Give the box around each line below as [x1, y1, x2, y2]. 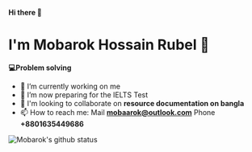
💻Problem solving [8, 63, 72, 72]
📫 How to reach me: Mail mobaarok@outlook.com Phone [19, 107, 216, 117]
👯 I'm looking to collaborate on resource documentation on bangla [19, 98, 245, 108]
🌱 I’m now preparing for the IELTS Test [19, 89, 149, 100]
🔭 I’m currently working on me [19, 81, 121, 91]
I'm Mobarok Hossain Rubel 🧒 [8, 36, 210, 54]
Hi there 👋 [8, 8, 42, 17]
